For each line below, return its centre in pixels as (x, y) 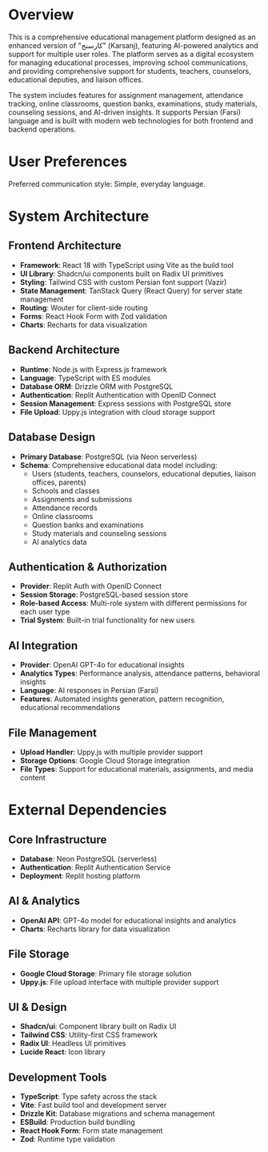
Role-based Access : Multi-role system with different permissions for (134, 603)
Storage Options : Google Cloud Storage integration (105, 761)
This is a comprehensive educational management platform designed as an (132, 37)
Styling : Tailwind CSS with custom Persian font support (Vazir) (123, 282)
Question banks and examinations (88, 525)
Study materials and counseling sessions (99, 533)
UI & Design (38, 1007)
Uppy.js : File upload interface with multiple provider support (119, 982)
